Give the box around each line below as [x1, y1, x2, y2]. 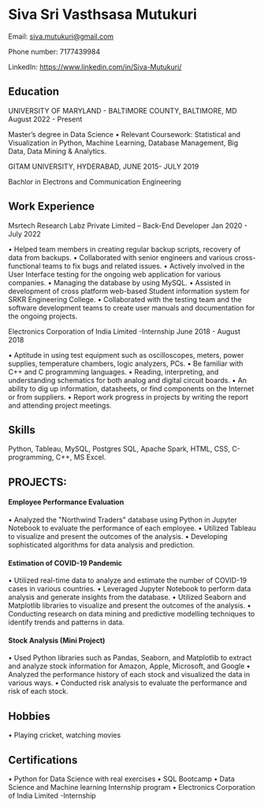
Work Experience [8, 199, 95, 214]
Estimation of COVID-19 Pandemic [8, 558, 122, 568]
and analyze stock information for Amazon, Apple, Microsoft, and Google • [8, 661, 251, 671]
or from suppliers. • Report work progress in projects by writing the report [8, 392, 249, 401]
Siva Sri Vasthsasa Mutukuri [8, 6, 197, 24]
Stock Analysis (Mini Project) [8, 635, 106, 645]
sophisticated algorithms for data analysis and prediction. [8, 540, 195, 549]
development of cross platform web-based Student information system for [8, 286, 250, 296]
